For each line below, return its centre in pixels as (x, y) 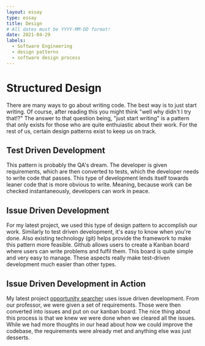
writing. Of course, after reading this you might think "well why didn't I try (99, 112)
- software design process (46, 58)
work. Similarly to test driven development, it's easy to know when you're (99, 232)
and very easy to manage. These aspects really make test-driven (88, 258)
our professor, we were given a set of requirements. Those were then (94, 305)
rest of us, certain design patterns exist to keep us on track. (82, 131)
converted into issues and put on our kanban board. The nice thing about (99, 311)
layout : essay (24, 12)
